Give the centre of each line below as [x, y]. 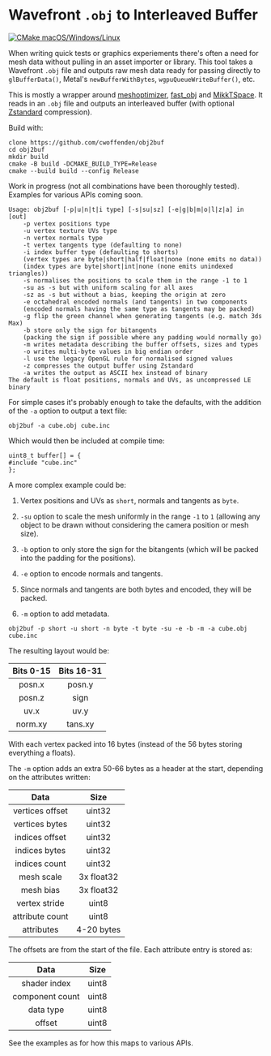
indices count [40, 864]
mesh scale [40, 877]
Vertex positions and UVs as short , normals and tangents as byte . [129, 500]
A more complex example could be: [68, 485]
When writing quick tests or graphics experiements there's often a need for [133, 53]
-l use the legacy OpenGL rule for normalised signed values [128, 359]
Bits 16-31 [80, 670]
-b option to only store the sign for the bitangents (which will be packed [139, 549]
